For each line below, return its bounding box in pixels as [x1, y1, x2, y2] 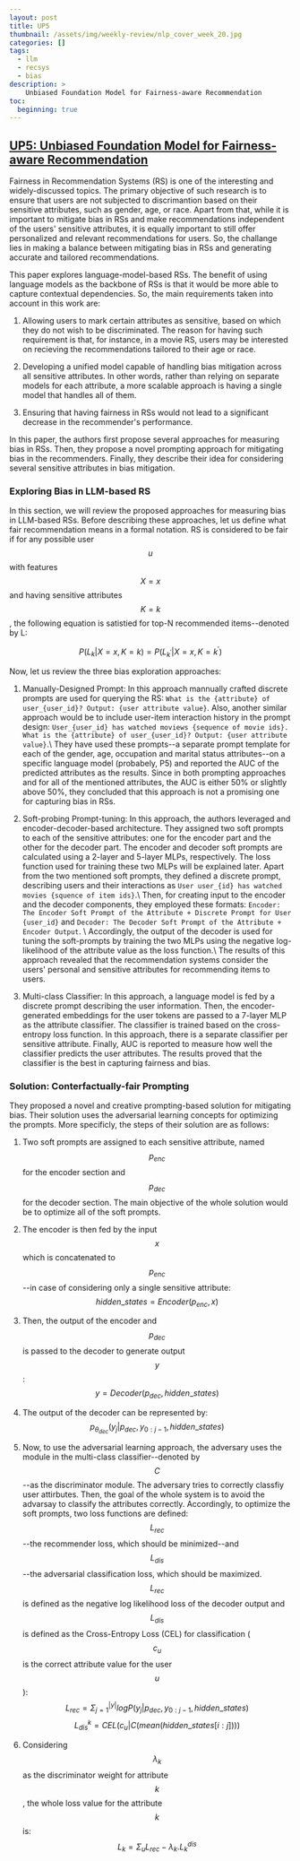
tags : [9, 47, 30, 56]
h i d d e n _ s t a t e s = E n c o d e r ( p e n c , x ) [95, 1296, 219, 1309]
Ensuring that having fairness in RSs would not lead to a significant [21, 407, 269, 418]
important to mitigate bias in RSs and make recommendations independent [9, 214, 285, 225]
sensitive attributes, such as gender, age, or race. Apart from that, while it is [9, 204, 289, 215]
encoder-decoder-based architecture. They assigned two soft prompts [21, 822, 284, 834]
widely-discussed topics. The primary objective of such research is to [9, 186, 267, 196]
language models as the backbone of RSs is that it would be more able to [9, 279, 279, 290]
